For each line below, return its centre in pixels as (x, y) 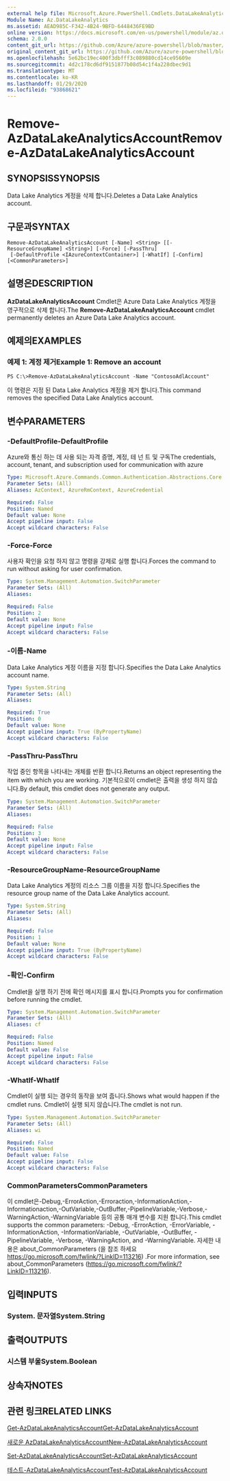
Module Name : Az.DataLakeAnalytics (58, 20)
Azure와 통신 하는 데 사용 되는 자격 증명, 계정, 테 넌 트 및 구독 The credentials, (112, 457)
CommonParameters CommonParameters (78, 1185)
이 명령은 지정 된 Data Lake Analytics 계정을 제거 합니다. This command (104, 390)
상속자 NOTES (35, 1386)
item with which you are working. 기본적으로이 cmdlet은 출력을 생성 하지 (106, 780)
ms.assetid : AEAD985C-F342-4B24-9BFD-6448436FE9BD (81, 26)
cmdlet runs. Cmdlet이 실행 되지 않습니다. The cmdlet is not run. (95, 1104)
